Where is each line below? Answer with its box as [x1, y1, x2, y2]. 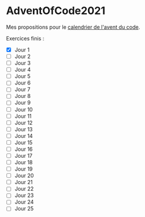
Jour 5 [14, 73, 31, 80]
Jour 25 [14, 205, 34, 212]
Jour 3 [14, 60, 31, 67]
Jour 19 [14, 165, 33, 172]
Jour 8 [14, 93, 31, 100]
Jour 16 [14, 145, 33, 152]
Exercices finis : [6, 35, 45, 42]
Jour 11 [14, 113, 32, 120]
